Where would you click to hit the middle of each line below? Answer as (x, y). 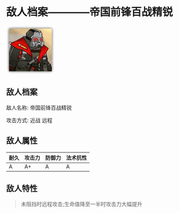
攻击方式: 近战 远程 (29, 120)
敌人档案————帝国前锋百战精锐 (90, 12)
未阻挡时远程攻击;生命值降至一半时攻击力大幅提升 (81, 204)
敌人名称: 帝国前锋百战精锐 (39, 107)
